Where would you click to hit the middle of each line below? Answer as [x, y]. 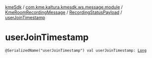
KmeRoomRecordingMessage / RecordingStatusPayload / [64, 12]
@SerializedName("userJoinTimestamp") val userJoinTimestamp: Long [76, 50]
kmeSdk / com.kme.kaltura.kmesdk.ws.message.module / [64, 7]
